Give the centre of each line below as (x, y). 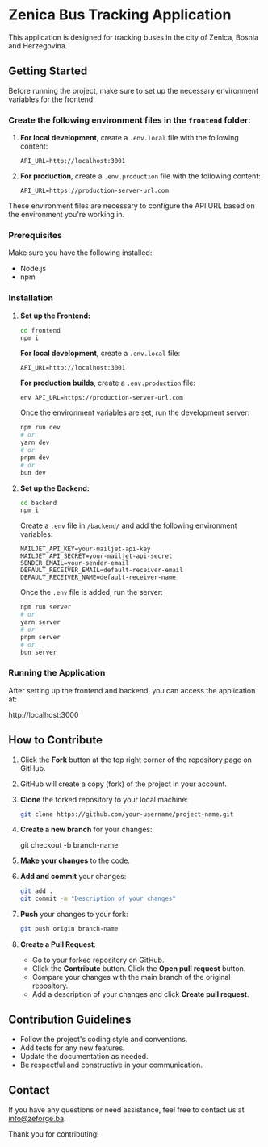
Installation (31, 298)
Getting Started (48, 71)
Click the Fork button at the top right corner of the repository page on (136, 760)
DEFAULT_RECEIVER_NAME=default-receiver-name (98, 578)
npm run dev (40, 428)
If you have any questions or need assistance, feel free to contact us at (126, 1109)
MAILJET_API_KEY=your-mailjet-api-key (85, 549)
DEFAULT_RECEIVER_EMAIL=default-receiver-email (101, 571)
